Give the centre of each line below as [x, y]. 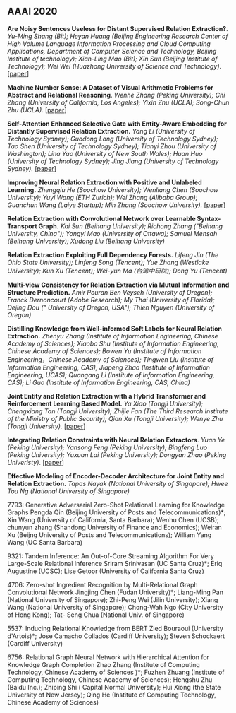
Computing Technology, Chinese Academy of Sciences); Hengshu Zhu [110, 679]
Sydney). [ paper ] [32, 168]
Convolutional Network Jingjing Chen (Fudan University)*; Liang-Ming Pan [116, 592]
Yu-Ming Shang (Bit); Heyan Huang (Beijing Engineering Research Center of [118, 36]
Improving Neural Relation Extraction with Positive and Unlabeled [105, 182]
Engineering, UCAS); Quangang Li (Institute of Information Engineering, [111, 375]
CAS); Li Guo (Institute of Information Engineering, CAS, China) [99, 382]
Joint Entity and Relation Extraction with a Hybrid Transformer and [107, 396]
